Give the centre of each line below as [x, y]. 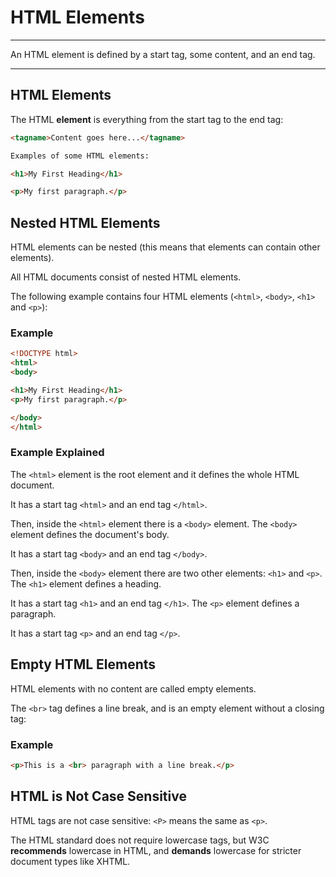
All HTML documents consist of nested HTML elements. [126, 277]
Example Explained [57, 453]
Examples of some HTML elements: [80, 156]
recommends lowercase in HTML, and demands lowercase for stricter [156, 850]
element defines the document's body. [90, 534]
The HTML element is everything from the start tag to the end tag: [147, 119]
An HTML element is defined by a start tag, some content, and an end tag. [163, 54]
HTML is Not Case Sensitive [98, 796]
